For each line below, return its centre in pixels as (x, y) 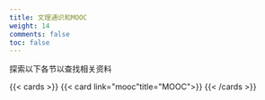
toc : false (30, 42)
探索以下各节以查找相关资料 (61, 69)
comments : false (40, 34)
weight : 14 (30, 26)
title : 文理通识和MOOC (49, 17)
